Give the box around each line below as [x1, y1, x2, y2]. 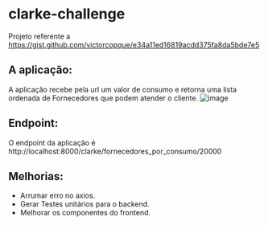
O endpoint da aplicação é [8, 137, 96, 147]
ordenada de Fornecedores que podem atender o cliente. [8, 93, 199, 103]
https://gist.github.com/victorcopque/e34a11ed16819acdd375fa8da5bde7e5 [8, 39, 260, 49]
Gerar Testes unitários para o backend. [19, 199, 150, 209]
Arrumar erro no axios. [19, 190, 96, 201]
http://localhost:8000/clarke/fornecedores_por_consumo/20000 [8, 146, 222, 156]
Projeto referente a [8, 31, 71, 41]
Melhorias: [8, 170, 64, 183]
